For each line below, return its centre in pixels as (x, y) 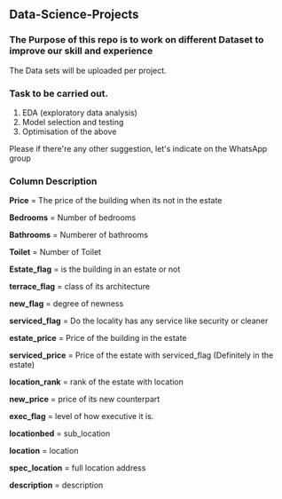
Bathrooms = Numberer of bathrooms (79, 235)
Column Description (53, 181)
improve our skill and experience (81, 51)
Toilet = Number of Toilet (55, 252)
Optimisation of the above (69, 131)
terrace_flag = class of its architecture (80, 287)
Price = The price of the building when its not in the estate (116, 201)
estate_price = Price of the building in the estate (98, 338)
